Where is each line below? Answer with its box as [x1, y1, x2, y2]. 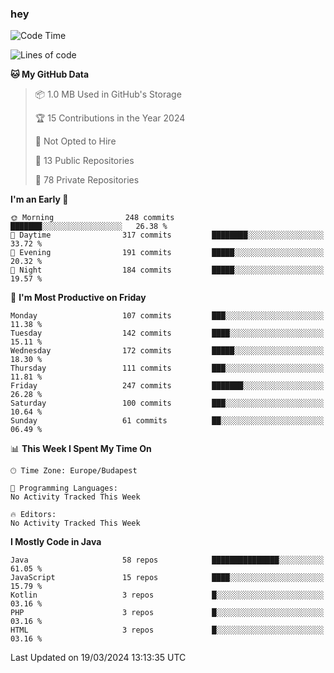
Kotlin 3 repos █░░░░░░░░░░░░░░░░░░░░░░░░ [10, 590, 325, 601]
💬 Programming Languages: [10, 483, 118, 494]
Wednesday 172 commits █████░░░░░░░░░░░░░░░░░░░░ [10, 346, 325, 356]
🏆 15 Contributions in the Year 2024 [34, 112, 186, 124]
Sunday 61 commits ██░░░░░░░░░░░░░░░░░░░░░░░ [10, 416, 325, 426]
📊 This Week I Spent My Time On [10, 443, 152, 455]
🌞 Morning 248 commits [10, 213, 175, 223]
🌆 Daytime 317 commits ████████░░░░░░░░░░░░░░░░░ [10, 230, 325, 241]
